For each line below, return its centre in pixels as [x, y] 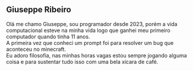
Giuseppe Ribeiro [39, 10]
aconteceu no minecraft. [36, 49]
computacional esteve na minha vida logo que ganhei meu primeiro [88, 30]
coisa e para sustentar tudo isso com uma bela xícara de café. [82, 62]
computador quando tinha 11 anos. [48, 36]
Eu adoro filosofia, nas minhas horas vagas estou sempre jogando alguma [96, 55]
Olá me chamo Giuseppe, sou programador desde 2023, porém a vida [92, 24]
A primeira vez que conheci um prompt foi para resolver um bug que [90, 43]
